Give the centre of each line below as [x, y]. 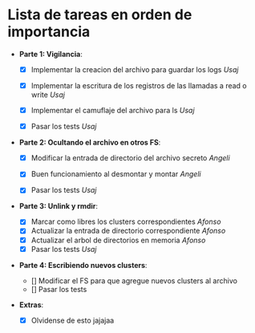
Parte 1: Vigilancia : [51, 54]
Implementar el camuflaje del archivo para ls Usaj [113, 111]
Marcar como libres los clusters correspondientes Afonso [126, 221]
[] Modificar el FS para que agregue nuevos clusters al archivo [134, 280]
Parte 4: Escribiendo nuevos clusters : [83, 265]
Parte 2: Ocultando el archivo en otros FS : [90, 143]
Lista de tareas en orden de [100, 15]
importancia [49, 32]
